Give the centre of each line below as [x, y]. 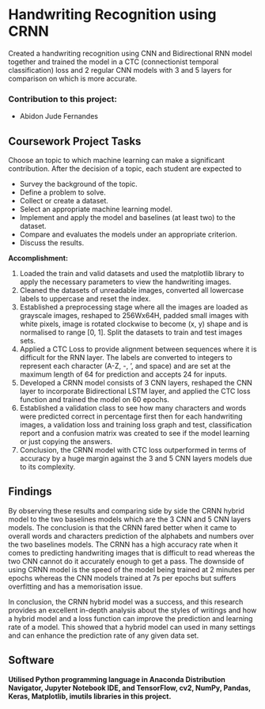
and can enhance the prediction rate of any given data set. [104, 635]
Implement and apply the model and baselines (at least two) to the [127, 218]
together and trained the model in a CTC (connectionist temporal [114, 62]
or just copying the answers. [66, 442]
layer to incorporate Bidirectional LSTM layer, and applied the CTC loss [135, 391]
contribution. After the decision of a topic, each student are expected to [125, 169]
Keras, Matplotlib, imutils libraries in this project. [90, 696]
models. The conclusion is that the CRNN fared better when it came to [123, 527]
